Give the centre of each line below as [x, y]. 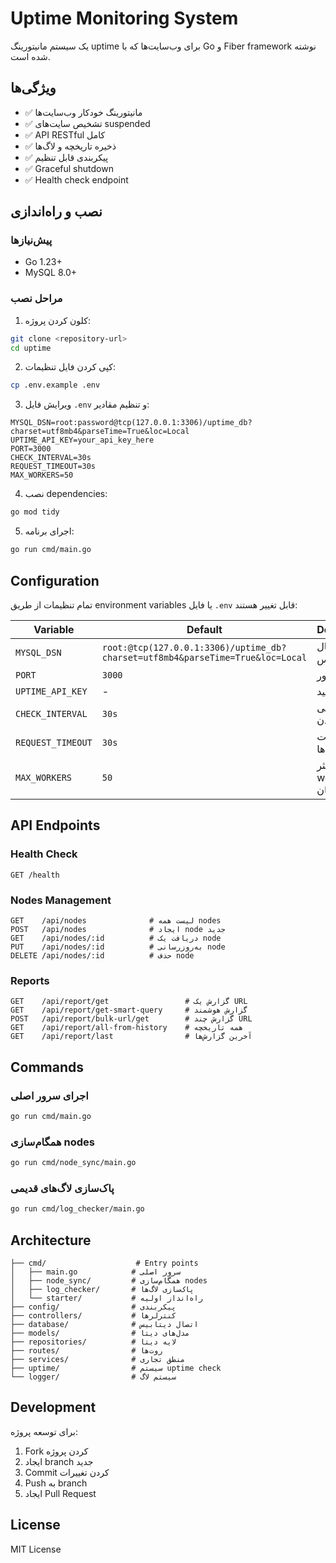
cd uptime [31, 348]
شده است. [30, 56]
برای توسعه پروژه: [44, 1431]
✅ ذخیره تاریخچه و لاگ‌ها [70, 146]
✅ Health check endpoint [76, 179]
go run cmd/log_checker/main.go [77, 1209]
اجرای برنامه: [49, 531]
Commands [47, 1067]
